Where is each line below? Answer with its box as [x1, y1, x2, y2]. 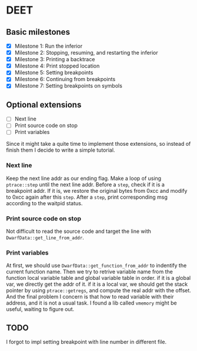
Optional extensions [6, 99, 82, 109]
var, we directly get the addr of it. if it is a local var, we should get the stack [6, 280, 188, 288]
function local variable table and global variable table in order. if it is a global [6, 275, 191, 282]
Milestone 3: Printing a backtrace [14, 56, 95, 63]
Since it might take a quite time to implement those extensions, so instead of [6, 141, 191, 148]
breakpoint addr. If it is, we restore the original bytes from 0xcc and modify [6, 187, 188, 194]
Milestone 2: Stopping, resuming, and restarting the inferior [14, 49, 159, 56]
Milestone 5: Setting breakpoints [14, 69, 94, 76]
